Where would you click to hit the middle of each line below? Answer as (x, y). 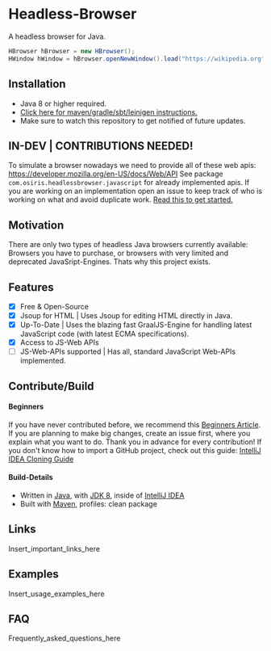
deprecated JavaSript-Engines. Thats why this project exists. (110, 262)
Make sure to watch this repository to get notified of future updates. (133, 120)
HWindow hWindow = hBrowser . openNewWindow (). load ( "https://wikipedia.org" (137, 59)
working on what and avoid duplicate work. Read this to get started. (121, 199)
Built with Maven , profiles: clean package (88, 504)
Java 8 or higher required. (63, 103)
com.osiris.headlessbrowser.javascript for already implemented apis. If (129, 183)
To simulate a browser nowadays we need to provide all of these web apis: (132, 166)
